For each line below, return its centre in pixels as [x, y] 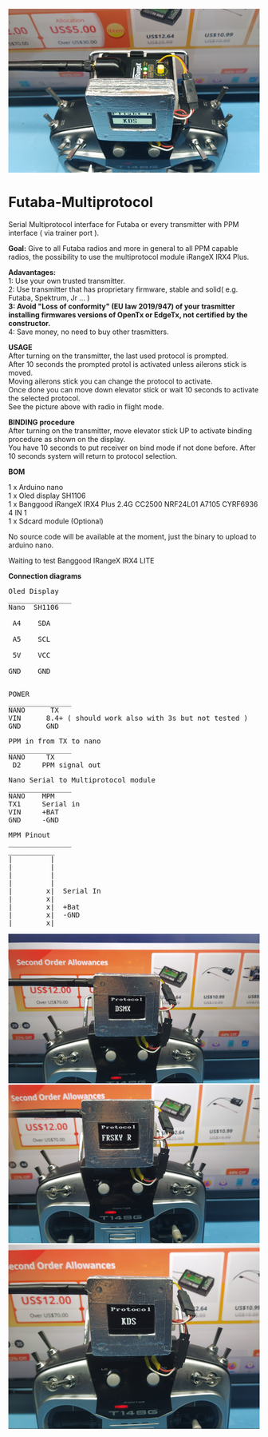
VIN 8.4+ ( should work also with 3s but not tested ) [128, 718]
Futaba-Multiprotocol [81, 202]
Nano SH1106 [34, 607]
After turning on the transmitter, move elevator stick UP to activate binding [130, 430]
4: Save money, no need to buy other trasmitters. [89, 332]
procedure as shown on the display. [67, 439]
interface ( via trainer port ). [54, 233]
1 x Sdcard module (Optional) [56, 521]
